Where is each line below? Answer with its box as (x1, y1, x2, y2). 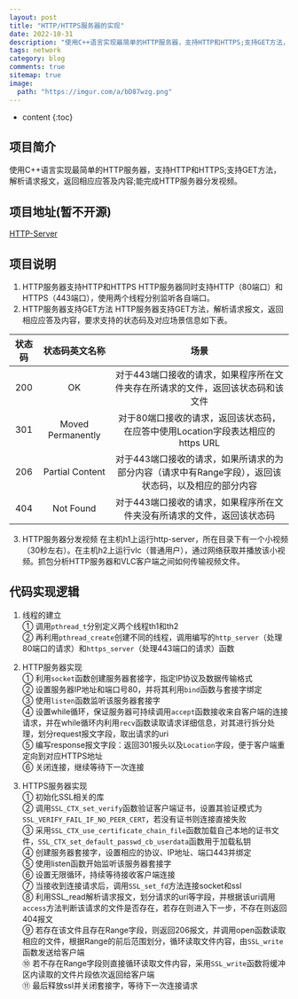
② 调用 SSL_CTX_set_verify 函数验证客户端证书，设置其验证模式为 (21, 802, 263, 813)
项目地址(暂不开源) (9, 204, 112, 219)
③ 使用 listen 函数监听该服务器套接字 (21, 695, 161, 705)
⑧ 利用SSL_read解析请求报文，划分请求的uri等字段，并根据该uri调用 (21, 891, 276, 901)
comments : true (9, 63, 66, 72)
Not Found (52, 502, 97, 515)
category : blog (9, 54, 66, 63)
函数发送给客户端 (21, 947, 85, 957)
